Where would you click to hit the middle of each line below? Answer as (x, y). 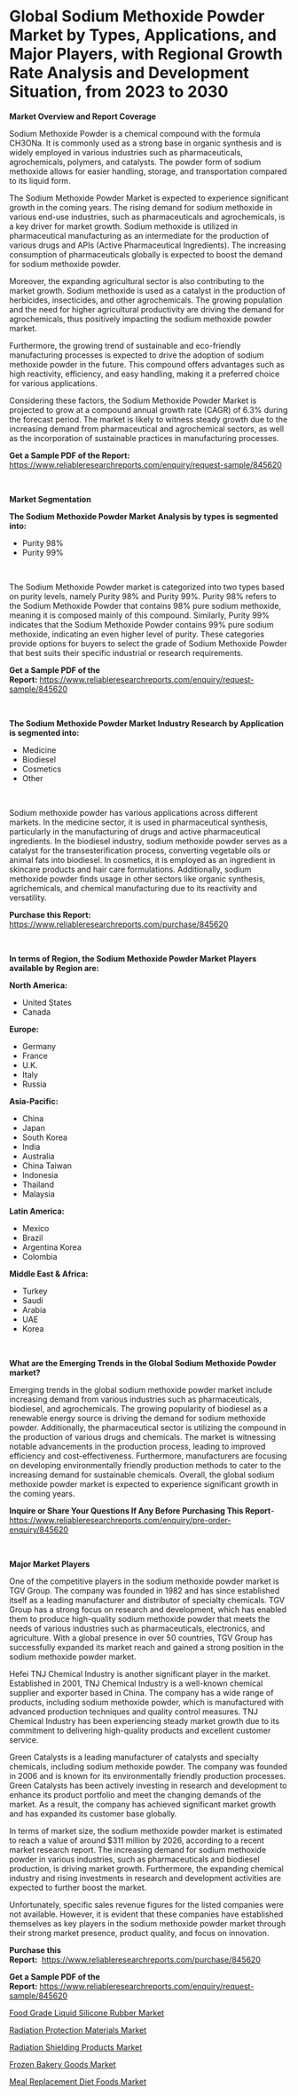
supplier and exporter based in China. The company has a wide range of (141, 1692)
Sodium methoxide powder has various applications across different (134, 812)
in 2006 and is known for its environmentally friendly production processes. (148, 1776)
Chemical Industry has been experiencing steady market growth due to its (145, 1720)
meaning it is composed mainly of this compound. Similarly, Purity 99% (140, 615)
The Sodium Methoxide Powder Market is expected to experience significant (149, 198)
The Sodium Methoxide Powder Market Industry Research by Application (146, 723)
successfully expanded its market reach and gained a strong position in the (146, 1647)
